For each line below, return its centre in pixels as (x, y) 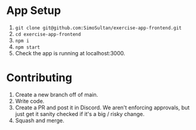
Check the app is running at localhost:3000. (70, 53)
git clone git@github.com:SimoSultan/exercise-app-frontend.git (98, 28)
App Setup (34, 11)
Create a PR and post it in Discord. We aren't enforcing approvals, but (102, 108)
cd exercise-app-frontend (48, 34)
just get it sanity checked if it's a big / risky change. (80, 114)
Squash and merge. (40, 120)
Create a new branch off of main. (57, 94)
